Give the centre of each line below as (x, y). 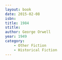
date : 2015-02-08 (23, 14)
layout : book (18, 9)
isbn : (10, 18)
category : (15, 41)
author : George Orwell (28, 32)
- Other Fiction (30, 45)
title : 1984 (17, 23)
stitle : (13, 28)
